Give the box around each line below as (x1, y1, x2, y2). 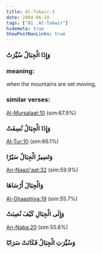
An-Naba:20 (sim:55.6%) (6, 223, 68, 231)
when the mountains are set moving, (6, 80, 97, 88)
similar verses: (6, 95, 50, 104)
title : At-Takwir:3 (6, 8, 55, 15)
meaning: (6, 67, 35, 75)
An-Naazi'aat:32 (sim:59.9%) (6, 166, 79, 174)
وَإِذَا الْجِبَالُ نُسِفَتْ (6, 124, 51, 132)
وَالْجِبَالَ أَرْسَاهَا (6, 181, 44, 189)
